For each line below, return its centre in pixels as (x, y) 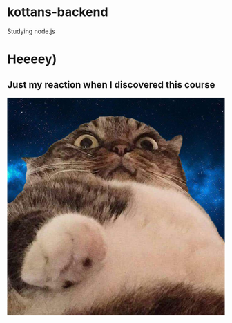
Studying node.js (31, 31)
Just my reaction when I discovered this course (111, 85)
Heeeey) (32, 59)
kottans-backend (58, 12)
